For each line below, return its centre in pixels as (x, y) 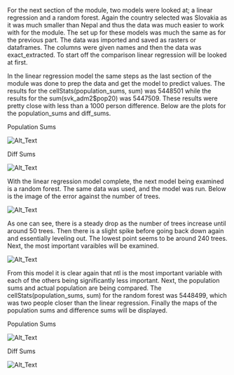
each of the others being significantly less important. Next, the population (113, 281)
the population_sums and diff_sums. (59, 113)
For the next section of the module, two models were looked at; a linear (110, 10)
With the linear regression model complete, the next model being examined (116, 181)
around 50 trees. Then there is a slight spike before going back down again (116, 231)
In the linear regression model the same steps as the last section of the (110, 76)
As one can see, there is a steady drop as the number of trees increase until (117, 223)
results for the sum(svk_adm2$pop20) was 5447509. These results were (113, 98)
